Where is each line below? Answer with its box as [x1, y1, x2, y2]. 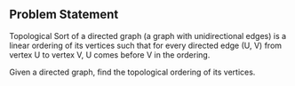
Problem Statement [9, 7, 119, 22]
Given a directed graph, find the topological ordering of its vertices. [9, 66, 256, 77]
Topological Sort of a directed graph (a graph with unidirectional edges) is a [9, 30, 287, 41]
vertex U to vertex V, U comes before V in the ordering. [9, 49, 211, 60]
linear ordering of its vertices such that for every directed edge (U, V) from [9, 40, 283, 51]
